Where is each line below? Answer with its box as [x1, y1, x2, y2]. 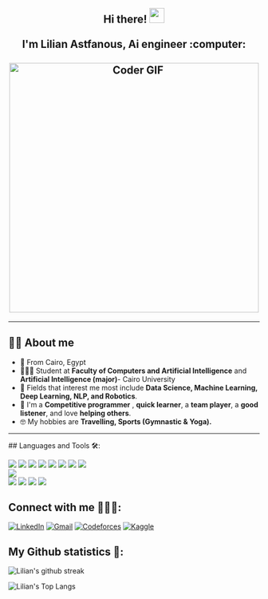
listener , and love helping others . [19, 408, 132, 418]
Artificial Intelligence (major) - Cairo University [19, 374, 175, 383]
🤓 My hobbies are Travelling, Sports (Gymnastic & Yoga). [19, 416, 212, 426]
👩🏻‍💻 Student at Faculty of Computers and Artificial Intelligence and [19, 366, 247, 375]
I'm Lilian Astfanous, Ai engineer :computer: [22, 38, 246, 51]
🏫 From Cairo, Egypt [19, 357, 86, 367]
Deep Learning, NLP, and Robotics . [19, 391, 138, 401]
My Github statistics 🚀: [8, 545, 124, 558]
